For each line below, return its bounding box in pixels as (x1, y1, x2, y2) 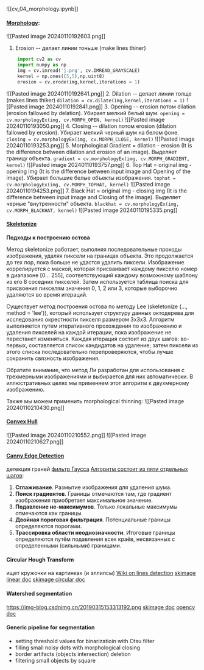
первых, (6, 341, 27, 349)
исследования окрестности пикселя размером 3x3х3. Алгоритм (6, 316, 175, 323)
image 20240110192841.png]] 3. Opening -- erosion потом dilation (29, 103, 196, 110)
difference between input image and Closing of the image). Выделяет (6, 193, 181, 200)
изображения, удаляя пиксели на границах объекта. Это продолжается (6, 252, 194, 259)
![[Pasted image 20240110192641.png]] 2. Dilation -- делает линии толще (6, 90, 192, 97)
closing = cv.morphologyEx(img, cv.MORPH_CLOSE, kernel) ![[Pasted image (6, 135, 195, 143)
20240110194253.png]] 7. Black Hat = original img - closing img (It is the (6, 187, 188, 194)
